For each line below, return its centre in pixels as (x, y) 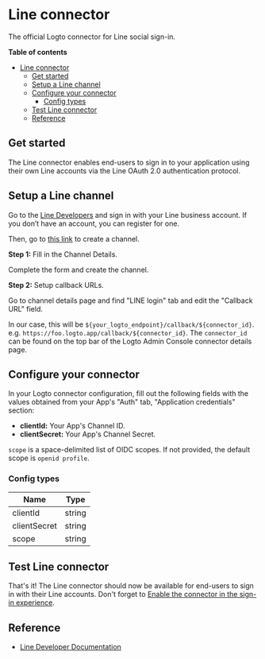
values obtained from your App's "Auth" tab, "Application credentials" (122, 402)
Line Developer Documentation (70, 647)
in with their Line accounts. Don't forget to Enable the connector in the (123, 595)
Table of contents (38, 52)
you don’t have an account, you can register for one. (94, 223)
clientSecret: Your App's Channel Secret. (88, 434)
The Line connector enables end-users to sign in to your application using (129, 162)
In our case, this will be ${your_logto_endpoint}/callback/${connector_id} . (131, 324)
